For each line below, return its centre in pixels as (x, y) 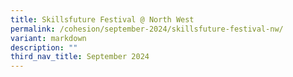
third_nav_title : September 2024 (80, 57)
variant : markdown (48, 38)
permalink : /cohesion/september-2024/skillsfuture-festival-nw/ (147, 29)
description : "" (44, 47)
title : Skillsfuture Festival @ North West (102, 19)
